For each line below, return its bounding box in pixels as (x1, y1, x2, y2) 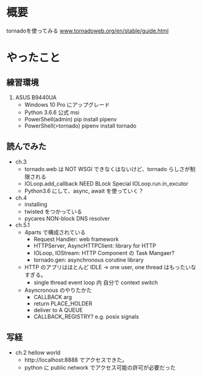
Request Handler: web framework (33, 235, 119, 243)
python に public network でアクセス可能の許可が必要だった (24, 364, 176, 371)
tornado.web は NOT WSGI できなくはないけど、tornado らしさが (24, 165, 190, 172)
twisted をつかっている (24, 208, 83, 215)
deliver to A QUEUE (33, 306, 83, 313)
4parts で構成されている (24, 228, 86, 236)
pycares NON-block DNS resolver (24, 215, 111, 222)
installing (24, 200, 48, 208)
